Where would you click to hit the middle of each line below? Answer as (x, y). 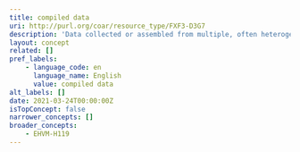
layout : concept (39, 42)
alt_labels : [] (37, 92)
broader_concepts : (43, 126)
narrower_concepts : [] (51, 117)
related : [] (31, 51)
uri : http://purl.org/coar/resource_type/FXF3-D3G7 (107, 26)
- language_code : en (63, 68)
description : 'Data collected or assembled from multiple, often (133, 34)
